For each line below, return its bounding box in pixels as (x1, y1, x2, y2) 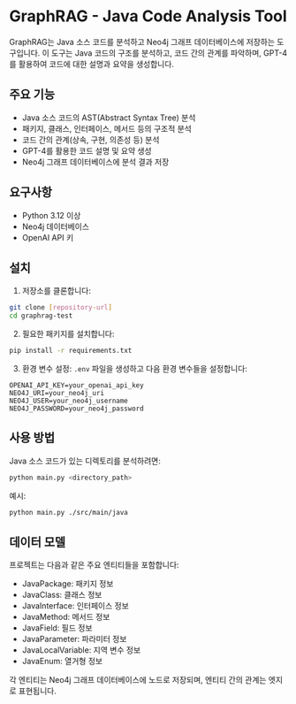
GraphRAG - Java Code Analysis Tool (9, 6, 287, 27)
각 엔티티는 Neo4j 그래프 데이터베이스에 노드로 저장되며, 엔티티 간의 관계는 (9, 675, 267, 685)
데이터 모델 (9, 534, 66, 549)
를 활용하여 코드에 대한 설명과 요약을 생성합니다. (9, 58, 175, 69)
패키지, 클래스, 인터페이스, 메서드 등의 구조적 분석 (21, 123, 193, 134)
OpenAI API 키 (21, 232, 74, 242)
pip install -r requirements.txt (9, 347, 133, 356)
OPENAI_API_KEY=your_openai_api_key (9, 381, 144, 390)
